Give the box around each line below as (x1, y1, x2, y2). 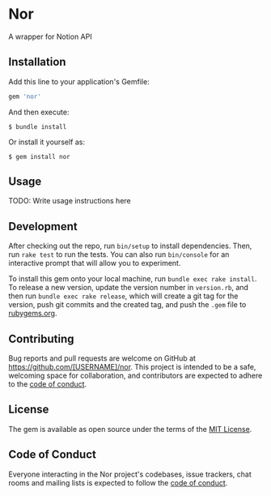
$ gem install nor (8, 152, 70, 160)
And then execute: (8, 107, 70, 117)
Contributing (8, 331, 74, 345)
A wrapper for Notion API (8, 32, 92, 41)
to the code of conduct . (8, 379, 87, 389)
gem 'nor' (8, 92, 42, 100)
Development (8, 220, 78, 233)
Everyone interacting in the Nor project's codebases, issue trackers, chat (8, 469, 252, 479)
